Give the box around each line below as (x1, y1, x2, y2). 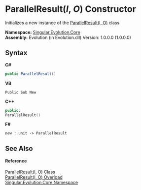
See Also (5, 144, 33, 153)
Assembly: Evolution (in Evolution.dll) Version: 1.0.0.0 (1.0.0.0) (5, 34, 132, 40)
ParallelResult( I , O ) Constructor (5, 3, 137, 15)
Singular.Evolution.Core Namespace (5, 179, 78, 185)
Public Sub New (5, 90, 36, 95)
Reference (5, 158, 27, 164)
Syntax (5, 49, 28, 57)
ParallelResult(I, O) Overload (5, 174, 63, 180)
